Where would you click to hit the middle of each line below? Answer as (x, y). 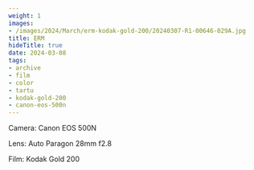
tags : (17, 61)
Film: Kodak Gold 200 (44, 159)
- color (21, 83)
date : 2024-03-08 (37, 53)
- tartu (21, 90)
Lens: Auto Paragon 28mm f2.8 (60, 144)
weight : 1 (25, 16)
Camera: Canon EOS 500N (53, 128)
